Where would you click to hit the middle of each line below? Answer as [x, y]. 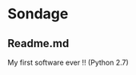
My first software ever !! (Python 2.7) [68, 62]
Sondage [38, 14]
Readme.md [38, 43]
